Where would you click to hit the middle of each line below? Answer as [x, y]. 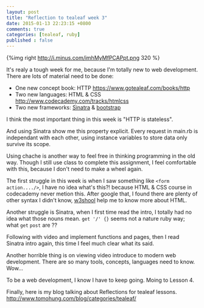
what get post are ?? [32, 225]
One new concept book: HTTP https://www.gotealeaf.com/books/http [103, 88]
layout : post [23, 12]
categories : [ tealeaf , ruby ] [43, 35]
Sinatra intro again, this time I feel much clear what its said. [80, 243]
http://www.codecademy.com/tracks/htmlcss [72, 101]
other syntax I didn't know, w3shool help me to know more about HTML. [97, 200]
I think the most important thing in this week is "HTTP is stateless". [90, 119]
